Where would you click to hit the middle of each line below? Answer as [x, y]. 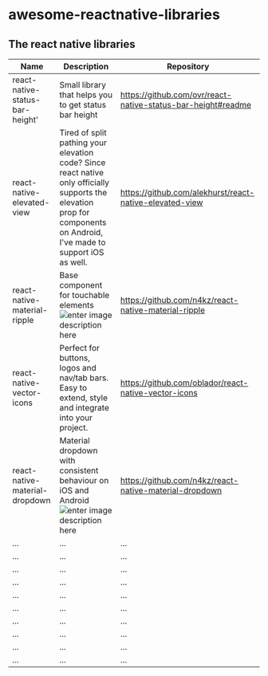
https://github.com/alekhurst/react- [187, 193]
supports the [83, 193]
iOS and [74, 490]
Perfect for [79, 348]
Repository [188, 67]
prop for [75, 212]
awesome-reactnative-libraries [114, 15]
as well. [73, 262]
